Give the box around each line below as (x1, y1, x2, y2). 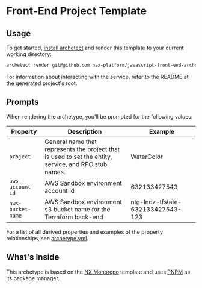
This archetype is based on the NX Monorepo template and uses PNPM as (6, 268, 191, 275)
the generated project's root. (6, 80, 78, 87)
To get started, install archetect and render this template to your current (6, 44, 184, 51)
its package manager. (6, 274, 60, 281)
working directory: (6, 51, 52, 58)
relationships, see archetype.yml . (6, 234, 89, 242)
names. (44, 167, 66, 176)
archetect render (6, 62, 50, 68)
